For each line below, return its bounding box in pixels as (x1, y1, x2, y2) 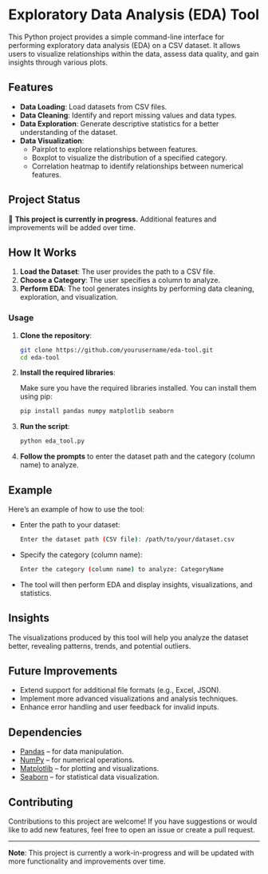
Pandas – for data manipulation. (19, 747, 124, 757)
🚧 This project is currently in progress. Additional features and (8, 214, 217, 224)
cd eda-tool (19, 353, 60, 361)
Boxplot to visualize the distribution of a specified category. (31, 153, 227, 162)
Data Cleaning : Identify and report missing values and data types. (19, 110, 237, 120)
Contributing (8, 795, 73, 808)
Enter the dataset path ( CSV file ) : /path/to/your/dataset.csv (19, 535, 235, 543)
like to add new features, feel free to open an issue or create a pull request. (8, 824, 255, 834)
